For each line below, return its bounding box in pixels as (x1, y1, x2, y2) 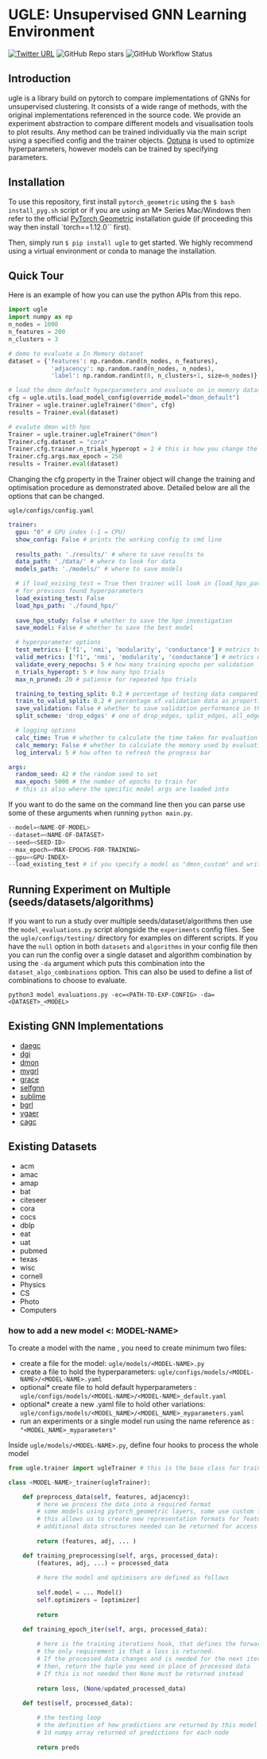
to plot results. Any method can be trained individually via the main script (8, 127, 247, 136)
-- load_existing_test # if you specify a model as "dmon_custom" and (8, 861, 244, 869)
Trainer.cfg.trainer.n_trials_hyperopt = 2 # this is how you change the (8, 445, 258, 453)
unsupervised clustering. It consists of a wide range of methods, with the (8, 101, 248, 111)
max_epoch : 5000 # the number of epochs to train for (15, 778, 197, 786)
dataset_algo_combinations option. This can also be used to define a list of (8, 967, 253, 977)
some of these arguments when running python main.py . (8, 808, 193, 818)
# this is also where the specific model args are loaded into (15, 785, 229, 794)
